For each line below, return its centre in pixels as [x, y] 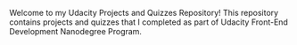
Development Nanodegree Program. [76, 31]
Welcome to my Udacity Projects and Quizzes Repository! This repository [144, 13]
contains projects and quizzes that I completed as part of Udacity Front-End [148, 22]
